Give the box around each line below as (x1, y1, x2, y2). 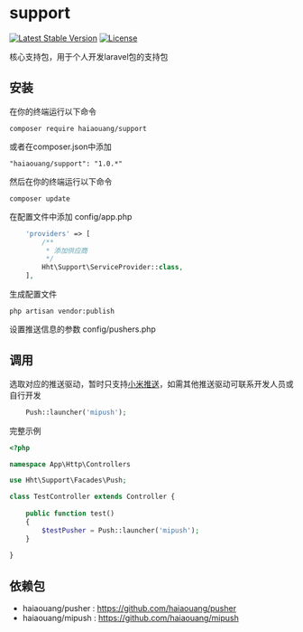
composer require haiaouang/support (9, 124, 147, 133)
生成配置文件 (9, 288, 57, 299)
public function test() (25, 509, 115, 518)
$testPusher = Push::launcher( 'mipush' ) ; (41, 525, 200, 535)
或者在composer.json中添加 (9, 141, 113, 152)
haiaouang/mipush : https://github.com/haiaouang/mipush (22, 613, 239, 624)
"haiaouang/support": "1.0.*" (9, 159, 124, 168)
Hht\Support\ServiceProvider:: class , (41, 263, 183, 272)
